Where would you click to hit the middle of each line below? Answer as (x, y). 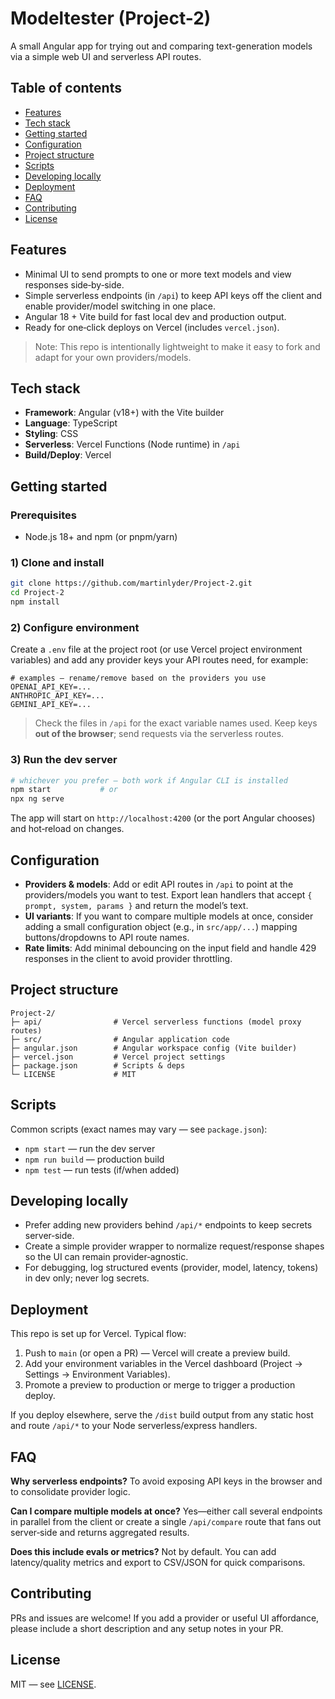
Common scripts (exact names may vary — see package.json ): (139, 1129)
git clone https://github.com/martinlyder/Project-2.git (131, 583)
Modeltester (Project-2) (111, 18)
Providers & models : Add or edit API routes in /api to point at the (159, 884)
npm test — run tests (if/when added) (102, 1169)
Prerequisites (43, 515)
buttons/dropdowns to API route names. (107, 938)
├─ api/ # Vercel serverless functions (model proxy (156, 1022)
